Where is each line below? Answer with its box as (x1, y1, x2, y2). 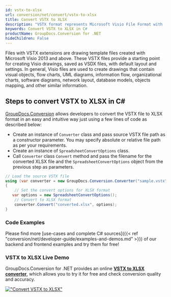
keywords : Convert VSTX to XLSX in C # (5, 26, 88, 32)
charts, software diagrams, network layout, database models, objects (5, 77, 151, 83)
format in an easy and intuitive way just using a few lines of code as (5, 116, 148, 122)
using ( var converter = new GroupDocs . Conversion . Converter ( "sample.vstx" (5, 178, 167, 183)
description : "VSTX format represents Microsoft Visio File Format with (5, 21, 163, 27)
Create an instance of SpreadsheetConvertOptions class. (12, 147, 130, 153)
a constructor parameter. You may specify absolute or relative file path (12, 137, 161, 143)
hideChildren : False (5, 36, 49, 41)
